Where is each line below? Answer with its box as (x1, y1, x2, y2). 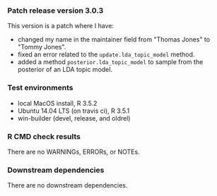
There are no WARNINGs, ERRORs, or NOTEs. (7, 147, 140, 156)
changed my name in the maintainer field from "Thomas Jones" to (17, 35, 211, 44)
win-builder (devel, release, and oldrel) (17, 114, 131, 122)
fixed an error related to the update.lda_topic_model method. (17, 50, 195, 59)
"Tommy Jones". (17, 43, 66, 51)
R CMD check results (7, 131, 81, 141)
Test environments (7, 83, 74, 93)
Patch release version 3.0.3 (7, 6, 104, 16)
